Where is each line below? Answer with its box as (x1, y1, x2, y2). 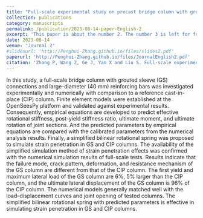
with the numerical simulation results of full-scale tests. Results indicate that (6, 153, 196, 160)
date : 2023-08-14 (6, 37, 50, 43)
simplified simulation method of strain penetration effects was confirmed (6, 147, 187, 154)
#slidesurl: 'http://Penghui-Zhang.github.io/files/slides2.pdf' (6, 48, 174, 54)
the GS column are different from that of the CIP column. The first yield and (6, 166, 193, 173)
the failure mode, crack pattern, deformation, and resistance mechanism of (6, 160, 193, 167)
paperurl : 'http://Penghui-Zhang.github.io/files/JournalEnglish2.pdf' (6, 54, 190, 60)
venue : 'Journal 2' (6, 43, 56, 49)
